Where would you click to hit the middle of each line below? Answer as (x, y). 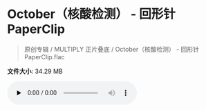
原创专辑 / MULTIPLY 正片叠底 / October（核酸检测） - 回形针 (111, 49)
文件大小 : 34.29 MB (35, 71)
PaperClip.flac (44, 57)
